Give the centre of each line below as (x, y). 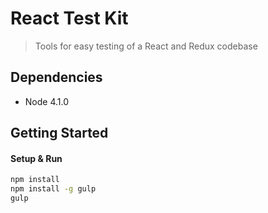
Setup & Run (36, 158)
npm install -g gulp (53, 189)
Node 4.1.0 (47, 101)
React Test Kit (69, 18)
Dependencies (56, 77)
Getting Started (59, 133)
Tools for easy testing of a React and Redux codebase (146, 46)
